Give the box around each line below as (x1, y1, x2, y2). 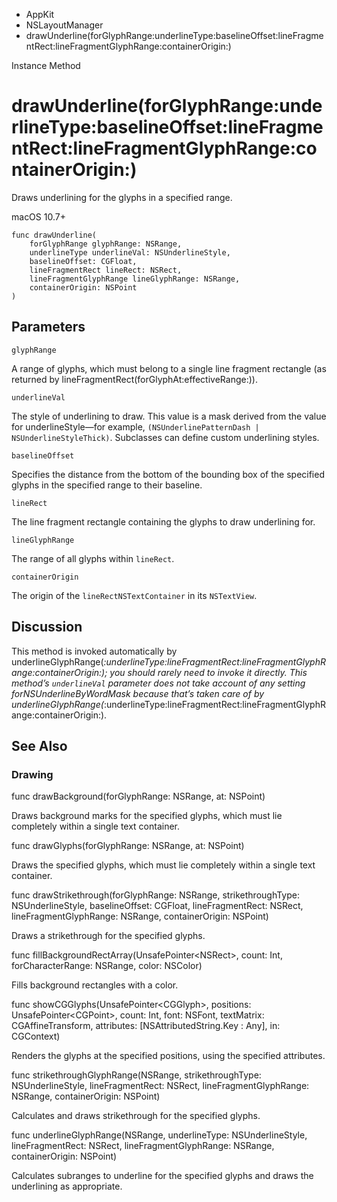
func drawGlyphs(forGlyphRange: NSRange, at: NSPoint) (11, 840, 245, 852)
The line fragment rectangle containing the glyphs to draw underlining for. (11, 515, 316, 528)
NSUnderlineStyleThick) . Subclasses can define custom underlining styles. (11, 431, 320, 443)
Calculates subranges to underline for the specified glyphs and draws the (11, 1170, 314, 1182)
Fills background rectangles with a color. (11, 979, 179, 991)
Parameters (11, 319, 86, 336)
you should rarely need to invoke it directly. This (109, 666, 308, 678)
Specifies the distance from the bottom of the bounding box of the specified (11, 468, 325, 480)
